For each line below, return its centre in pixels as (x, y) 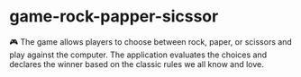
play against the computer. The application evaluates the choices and (138, 55)
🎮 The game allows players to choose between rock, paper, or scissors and (151, 41)
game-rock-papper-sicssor (114, 17)
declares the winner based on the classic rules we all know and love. (137, 64)
